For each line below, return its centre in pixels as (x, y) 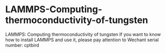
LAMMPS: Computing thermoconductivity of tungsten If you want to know (83, 34)
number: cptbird (22, 45)
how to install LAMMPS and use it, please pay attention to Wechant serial (82, 40)
